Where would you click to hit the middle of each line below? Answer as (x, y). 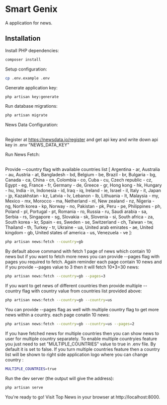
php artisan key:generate (32, 97)
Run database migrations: (31, 106)
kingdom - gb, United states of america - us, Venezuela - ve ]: (69, 233)
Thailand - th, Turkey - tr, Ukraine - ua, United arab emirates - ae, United (79, 227)
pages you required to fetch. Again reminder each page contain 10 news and (83, 262)
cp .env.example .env (28, 78)
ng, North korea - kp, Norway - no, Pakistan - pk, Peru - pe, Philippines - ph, (83, 206)
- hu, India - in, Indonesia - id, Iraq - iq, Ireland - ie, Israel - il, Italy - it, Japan (83, 191)
